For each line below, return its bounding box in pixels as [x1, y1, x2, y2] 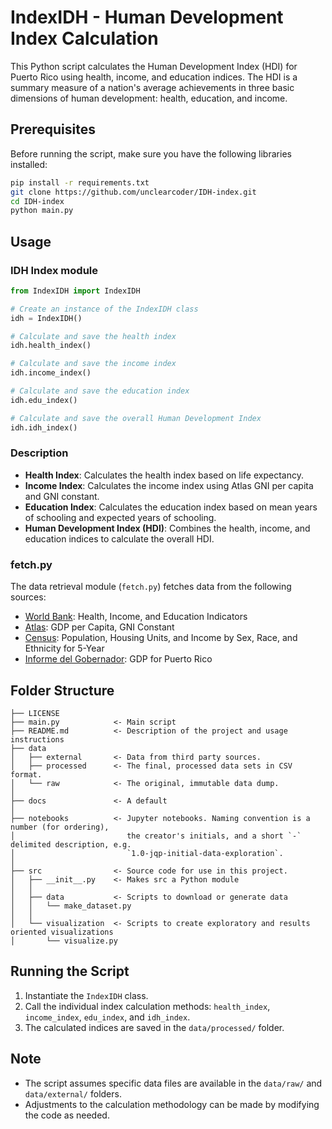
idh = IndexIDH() [10, 313, 83, 323]
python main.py [10, 206, 74, 216]
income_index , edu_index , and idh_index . [24, 1011, 191, 1023]
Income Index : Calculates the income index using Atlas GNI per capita [24, 479, 314, 491]
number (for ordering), [10, 822, 110, 832]
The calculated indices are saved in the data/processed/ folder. [24, 1021, 285, 1033]
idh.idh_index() [10, 422, 78, 433]
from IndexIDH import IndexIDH [10, 286, 141, 296]
